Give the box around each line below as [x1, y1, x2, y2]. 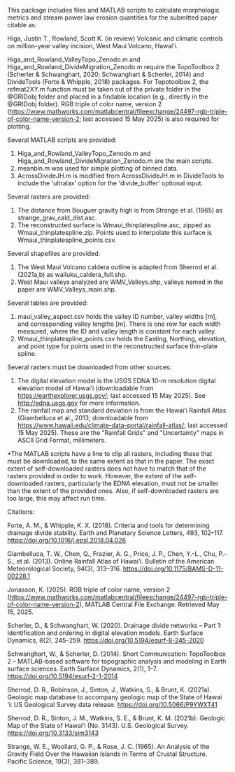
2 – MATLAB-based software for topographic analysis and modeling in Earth [7, 657, 227, 665]
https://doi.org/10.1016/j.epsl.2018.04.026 [7, 536, 127, 544]
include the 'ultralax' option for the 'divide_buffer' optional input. [17, 179, 203, 187]
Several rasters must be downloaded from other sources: [7, 363, 172, 371]
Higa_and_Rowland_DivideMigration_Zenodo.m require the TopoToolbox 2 [7, 63, 220, 71]
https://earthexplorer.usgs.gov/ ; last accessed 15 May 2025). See [17, 392, 206, 399]
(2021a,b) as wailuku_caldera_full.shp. [17, 271, 127, 278]
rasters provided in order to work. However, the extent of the [7, 472, 182, 480]
